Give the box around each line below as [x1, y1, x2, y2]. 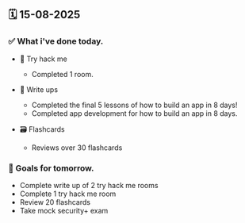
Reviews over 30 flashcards [31, 143, 123, 152]
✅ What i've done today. [8, 36, 104, 47]
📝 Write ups [19, 84, 58, 94]
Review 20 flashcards [19, 197, 91, 206]
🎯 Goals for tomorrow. [8, 163, 94, 174]
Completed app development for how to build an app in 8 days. [31, 108, 238, 118]
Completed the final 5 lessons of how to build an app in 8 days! [31, 100, 238, 110]
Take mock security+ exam [19, 206, 109, 215]
